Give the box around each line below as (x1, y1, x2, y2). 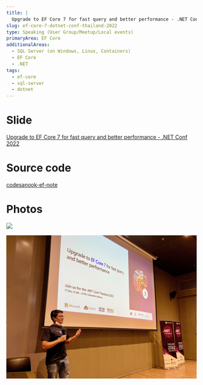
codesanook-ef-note (6, 181, 58, 188)
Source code (6, 161, 71, 175)
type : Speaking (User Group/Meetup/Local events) (6, 29, 134, 35)
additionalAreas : (6, 42, 50, 48)
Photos (6, 203, 43, 216)
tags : (6, 67, 20, 73)
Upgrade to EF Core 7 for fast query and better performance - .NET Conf (6, 133, 188, 141)
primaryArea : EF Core (6, 35, 61, 42)
